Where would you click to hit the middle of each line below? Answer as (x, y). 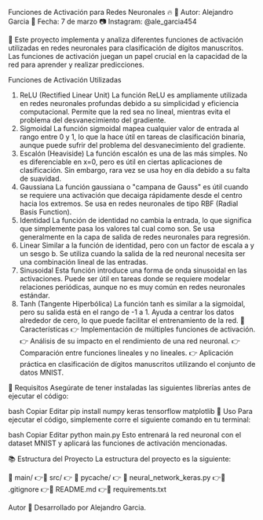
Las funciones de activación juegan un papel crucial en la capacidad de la (128, 56)
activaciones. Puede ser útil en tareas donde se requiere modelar (125, 278)
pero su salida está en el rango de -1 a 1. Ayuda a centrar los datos (127, 312)
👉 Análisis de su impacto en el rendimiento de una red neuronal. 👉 (130, 341)
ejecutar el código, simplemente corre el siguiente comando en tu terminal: (130, 419)
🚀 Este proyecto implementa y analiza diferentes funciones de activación (126, 40)
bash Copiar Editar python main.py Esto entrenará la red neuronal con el (125, 435)
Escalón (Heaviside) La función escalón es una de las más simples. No (133, 154)
